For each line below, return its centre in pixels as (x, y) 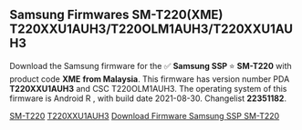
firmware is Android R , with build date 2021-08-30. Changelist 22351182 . (148, 98)
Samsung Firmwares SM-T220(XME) (116, 15)
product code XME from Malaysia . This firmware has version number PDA (150, 79)
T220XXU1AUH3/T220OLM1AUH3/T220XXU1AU (151, 30)
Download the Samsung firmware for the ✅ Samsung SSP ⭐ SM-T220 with (151, 65)
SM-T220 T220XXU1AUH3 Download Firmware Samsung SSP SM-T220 (145, 115)
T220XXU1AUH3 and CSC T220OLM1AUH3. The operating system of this (148, 88)
